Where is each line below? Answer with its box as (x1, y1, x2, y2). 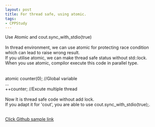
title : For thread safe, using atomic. (5, 12, 87, 17)
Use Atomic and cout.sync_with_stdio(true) (5, 34, 92, 40)
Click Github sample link (5, 116, 54, 122)
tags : (5, 16, 16, 21)
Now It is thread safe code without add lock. (5, 96, 95, 103)
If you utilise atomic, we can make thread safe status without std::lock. (5, 55, 147, 61)
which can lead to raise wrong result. (5, 50, 80, 56)
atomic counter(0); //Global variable (5, 76, 77, 82)
